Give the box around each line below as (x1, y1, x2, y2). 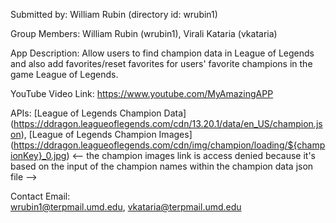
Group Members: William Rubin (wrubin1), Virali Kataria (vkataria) (10, 28, 278, 39)
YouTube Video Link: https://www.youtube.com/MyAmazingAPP (10, 88, 274, 99)
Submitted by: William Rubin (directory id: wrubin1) (10, 9, 218, 20)
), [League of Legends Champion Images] (20, 129, 193, 140)
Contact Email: (10, 190, 71, 202)
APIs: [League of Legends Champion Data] (10, 107, 187, 119)
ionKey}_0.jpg (10, 150, 67, 161)
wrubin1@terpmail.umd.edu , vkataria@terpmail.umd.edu (10, 201, 242, 213)
